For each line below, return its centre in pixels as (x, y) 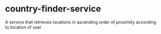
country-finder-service (53, 9)
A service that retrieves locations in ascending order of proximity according (81, 22)
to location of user (23, 27)
